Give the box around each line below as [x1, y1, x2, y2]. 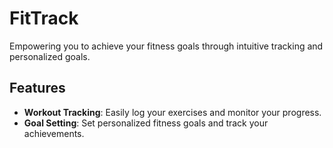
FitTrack [9, 7, 79, 30]
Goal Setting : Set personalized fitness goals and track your [23, 117, 269, 129]
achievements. [23, 127, 85, 139]
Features [9, 80, 66, 97]
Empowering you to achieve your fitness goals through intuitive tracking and [9, 40, 324, 52]
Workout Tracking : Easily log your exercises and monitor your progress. [23, 106, 322, 118]
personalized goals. [9, 50, 91, 62]
